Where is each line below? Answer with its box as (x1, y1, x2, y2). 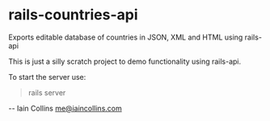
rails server (27, 87, 66, 98)
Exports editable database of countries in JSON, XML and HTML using (8, 32, 243, 42)
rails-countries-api (8, 6, 139, 24)
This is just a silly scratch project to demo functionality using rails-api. (8, 56, 242, 66)
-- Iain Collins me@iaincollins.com (8, 103, 123, 113)
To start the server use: (8, 72, 86, 81)
